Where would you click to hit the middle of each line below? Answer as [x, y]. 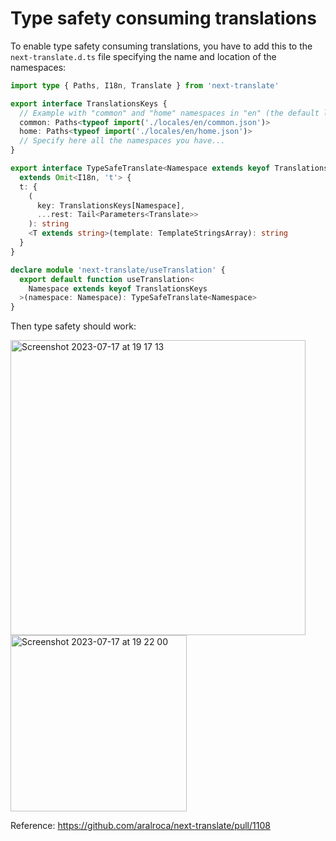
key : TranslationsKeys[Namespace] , [111, 205]
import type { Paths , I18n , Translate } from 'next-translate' [145, 85]
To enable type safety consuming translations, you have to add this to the [161, 46]
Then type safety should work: [73, 326]
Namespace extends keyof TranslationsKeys [118, 288]
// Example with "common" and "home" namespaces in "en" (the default [169, 113]
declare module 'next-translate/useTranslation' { [118, 270]
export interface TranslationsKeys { [89, 103]
